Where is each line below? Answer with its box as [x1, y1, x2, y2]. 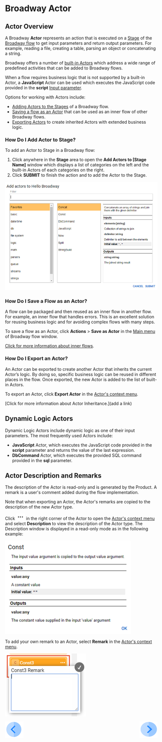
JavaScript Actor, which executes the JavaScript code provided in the [12, 442, 152, 448]
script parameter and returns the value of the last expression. [12, 447, 135, 453]
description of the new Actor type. [5, 504, 74, 510]
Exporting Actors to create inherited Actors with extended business [12, 119, 147, 125]
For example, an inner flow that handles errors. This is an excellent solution [5, 314, 155, 320]
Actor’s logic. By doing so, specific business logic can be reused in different [5, 371, 156, 377]
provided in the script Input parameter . [5, 85, 82, 90]
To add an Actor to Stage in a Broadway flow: [5, 148, 95, 153]
